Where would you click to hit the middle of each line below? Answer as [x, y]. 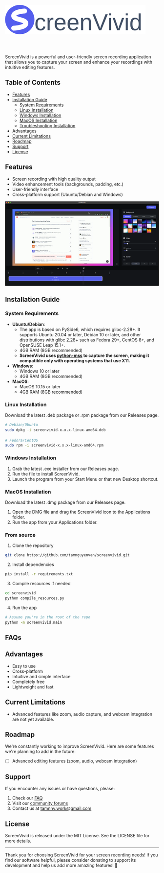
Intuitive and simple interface [41, 676]
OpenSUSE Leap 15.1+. [42, 345]
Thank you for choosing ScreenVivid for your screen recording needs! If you [82, 855]
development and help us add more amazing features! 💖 [61, 865]
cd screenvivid [20, 593]
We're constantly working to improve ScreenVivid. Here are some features [80, 746]
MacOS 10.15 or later [40, 386]
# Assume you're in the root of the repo [48, 617]
